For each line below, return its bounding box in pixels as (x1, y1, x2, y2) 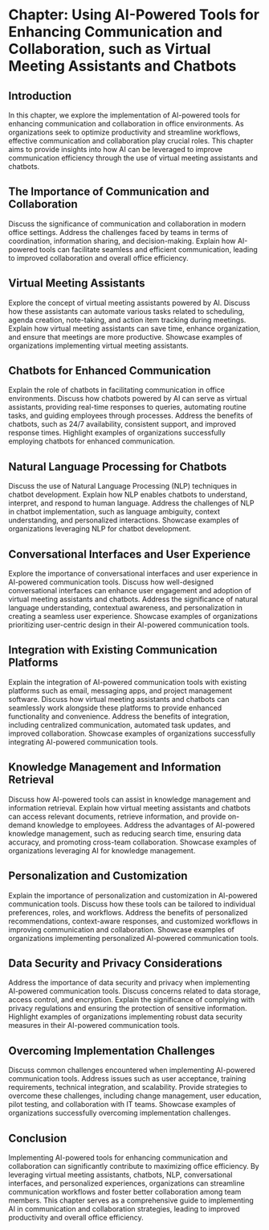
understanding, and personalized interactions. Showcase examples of (8, 515, 239, 525)
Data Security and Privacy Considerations (8, 956, 222, 970)
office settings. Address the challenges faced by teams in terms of (8, 227, 229, 237)
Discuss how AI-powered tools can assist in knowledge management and (8, 795, 251, 804)
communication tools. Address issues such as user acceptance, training (8, 1074, 247, 1083)
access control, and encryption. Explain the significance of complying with (8, 995, 255, 1005)
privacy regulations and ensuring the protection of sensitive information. (8, 1004, 247, 1013)
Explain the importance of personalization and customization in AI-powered (8, 890, 259, 900)
